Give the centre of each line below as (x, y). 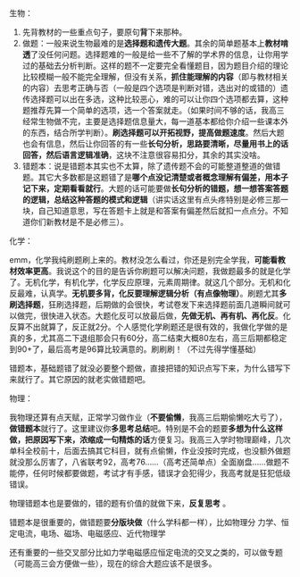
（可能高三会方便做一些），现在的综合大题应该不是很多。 (113, 564)
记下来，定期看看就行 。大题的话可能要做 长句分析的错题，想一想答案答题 (155, 188)
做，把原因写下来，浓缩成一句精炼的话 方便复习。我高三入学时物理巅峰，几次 (150, 439)
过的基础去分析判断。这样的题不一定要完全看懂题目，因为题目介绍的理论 (155, 66)
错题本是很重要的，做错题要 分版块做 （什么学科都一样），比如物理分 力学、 (145, 522)
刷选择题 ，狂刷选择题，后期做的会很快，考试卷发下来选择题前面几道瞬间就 (146, 305)
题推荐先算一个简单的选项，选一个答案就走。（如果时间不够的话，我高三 (153, 110)
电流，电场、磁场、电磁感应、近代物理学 (91, 533)
